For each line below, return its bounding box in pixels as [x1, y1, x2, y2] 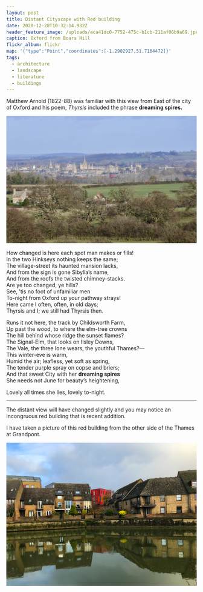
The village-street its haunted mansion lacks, [6, 262, 118, 269]
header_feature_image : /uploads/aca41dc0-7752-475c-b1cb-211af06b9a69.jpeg [6, 29, 201, 35]
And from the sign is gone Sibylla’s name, [6, 268, 109, 276]
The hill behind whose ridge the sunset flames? [6, 331, 124, 339]
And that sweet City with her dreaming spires [6, 370, 120, 377]
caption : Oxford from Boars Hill [6, 35, 91, 42]
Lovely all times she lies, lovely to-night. [6, 388, 106, 396]
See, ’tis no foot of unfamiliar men [6, 288, 91, 295]
